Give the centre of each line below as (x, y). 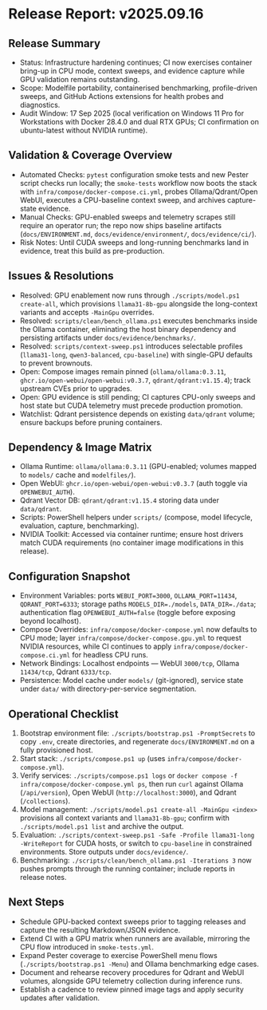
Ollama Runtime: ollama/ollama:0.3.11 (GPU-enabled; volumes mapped (138, 467)
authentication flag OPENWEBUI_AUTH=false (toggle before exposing (128, 613)
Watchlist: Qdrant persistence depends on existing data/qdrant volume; (137, 414)
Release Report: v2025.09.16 (106, 14)
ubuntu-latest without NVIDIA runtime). (84, 130)
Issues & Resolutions (61, 276)
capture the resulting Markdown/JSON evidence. (100, 929)
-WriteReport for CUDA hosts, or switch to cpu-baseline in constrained (136, 843)
